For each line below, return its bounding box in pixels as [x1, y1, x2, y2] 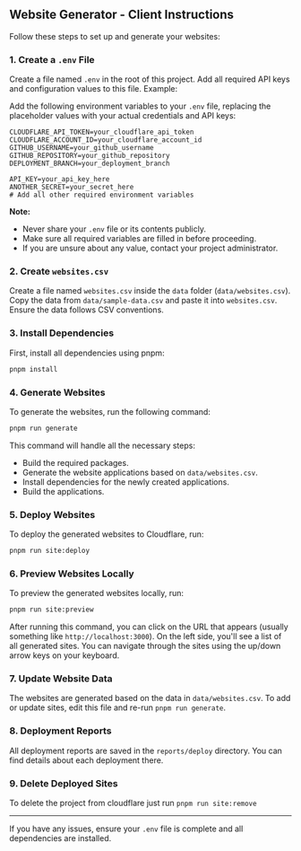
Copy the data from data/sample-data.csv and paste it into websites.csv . [9, 295, 278, 306]
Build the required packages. [21, 457, 129, 468]
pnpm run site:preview [9, 605, 94, 614]
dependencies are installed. [9, 832, 112, 843]
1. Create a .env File [9, 53, 96, 66]
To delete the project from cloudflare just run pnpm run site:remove [9, 797, 257, 808]
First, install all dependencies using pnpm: [9, 347, 165, 358]
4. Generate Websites [9, 386, 106, 399]
